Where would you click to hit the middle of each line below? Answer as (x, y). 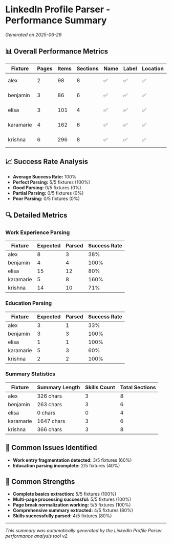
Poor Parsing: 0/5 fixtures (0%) (46, 198)
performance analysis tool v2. (37, 536)
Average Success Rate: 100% (45, 176)
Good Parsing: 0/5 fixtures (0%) (47, 187)
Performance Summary (56, 20)
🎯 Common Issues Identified (51, 448)
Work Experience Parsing (38, 232)
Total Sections (138, 387)
